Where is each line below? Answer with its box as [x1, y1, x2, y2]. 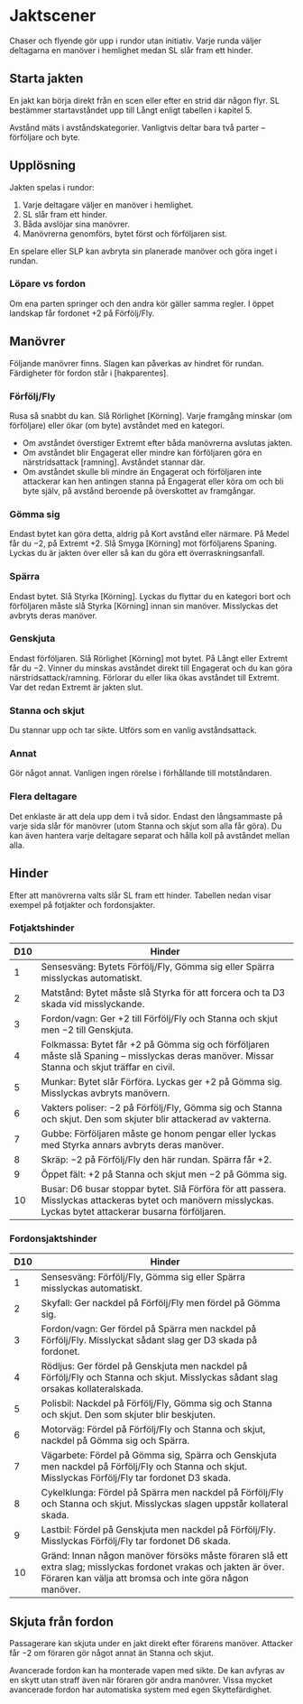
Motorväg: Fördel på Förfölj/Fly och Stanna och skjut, [41, 1423, 266, 1436]
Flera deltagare [9, 791, 78, 803]
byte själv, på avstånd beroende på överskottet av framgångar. [22, 485, 256, 496]
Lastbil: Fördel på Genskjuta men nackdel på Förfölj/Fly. [41, 1523, 277, 1536]
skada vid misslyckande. [41, 997, 145, 1010]
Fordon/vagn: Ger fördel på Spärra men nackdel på [41, 1323, 257, 1336]
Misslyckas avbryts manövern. [41, 1087, 170, 1099]
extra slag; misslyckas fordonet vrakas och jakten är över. [41, 1560, 285, 1573]
